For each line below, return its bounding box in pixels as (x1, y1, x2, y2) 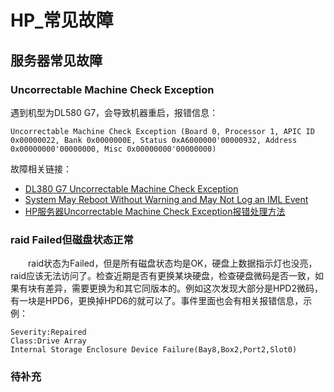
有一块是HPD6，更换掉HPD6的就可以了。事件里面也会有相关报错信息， (10, 295, 304, 307)
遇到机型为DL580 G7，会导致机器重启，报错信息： (10, 106, 219, 118)
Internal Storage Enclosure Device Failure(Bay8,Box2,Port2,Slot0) (10, 345, 298, 355)
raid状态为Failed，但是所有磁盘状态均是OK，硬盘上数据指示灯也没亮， (28, 257, 318, 270)
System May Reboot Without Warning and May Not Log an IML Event (24, 193, 309, 205)
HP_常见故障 (10, 9, 114, 32)
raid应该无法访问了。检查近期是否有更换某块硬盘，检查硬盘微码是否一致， (10, 270, 316, 282)
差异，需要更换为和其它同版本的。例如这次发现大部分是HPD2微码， (44, 282, 323, 295)
